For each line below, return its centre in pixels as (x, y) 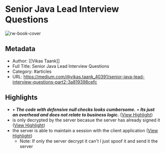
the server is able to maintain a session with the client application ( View (85, 130)
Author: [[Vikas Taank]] (36, 61)
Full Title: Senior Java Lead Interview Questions (61, 66)
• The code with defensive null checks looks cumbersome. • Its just (83, 109)
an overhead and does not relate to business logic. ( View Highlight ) (82, 114)
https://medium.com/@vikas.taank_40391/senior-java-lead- (84, 76)
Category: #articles (32, 71)
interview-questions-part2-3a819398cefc (55, 82)
